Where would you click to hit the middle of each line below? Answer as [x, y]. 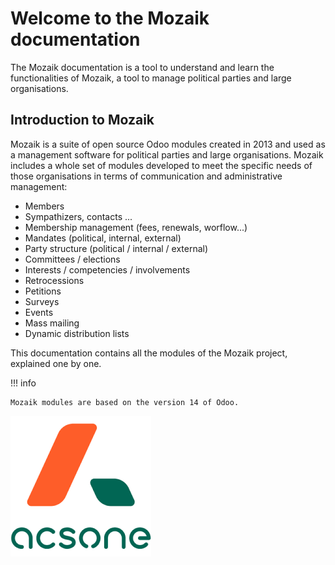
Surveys [42, 301]
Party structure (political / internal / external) [116, 248]
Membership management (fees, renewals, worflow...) [136, 227]
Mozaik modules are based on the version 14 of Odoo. [125, 402]
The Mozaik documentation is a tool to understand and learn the [142, 67]
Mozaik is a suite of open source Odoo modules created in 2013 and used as [168, 144]
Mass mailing [52, 323]
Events [39, 312]
